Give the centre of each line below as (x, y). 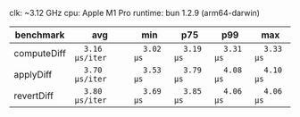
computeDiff (40, 53)
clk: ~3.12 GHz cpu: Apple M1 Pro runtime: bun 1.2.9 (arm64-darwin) (135, 13)
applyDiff (33, 75)
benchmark (40, 35)
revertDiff (33, 96)
